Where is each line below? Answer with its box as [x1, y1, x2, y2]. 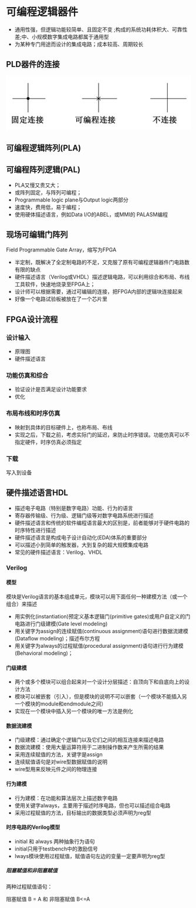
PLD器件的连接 [6, 59, 60, 69]
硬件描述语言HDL [6, 488, 69, 498]
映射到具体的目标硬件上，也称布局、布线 [14, 423, 113, 431]
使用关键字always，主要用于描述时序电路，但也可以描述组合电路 [14, 802, 171, 809]
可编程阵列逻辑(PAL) [6, 165, 81, 175]
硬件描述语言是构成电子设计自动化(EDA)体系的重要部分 [14, 534, 147, 541]
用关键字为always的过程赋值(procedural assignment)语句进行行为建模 [14, 642, 184, 649]
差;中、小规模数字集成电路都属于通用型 [14, 33, 110, 40]
